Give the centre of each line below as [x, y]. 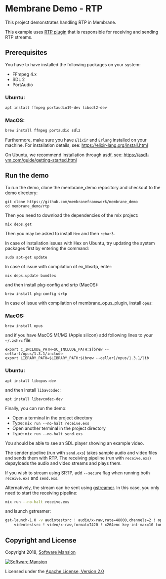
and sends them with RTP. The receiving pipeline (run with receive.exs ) [78, 458]
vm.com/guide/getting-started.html [41, 160]
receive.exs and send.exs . [32, 478]
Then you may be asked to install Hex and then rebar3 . [60, 233]
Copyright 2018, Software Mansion [40, 552]
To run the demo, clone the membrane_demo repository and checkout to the [83, 187]
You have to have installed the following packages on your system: [73, 64]
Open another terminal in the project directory [59, 428]
